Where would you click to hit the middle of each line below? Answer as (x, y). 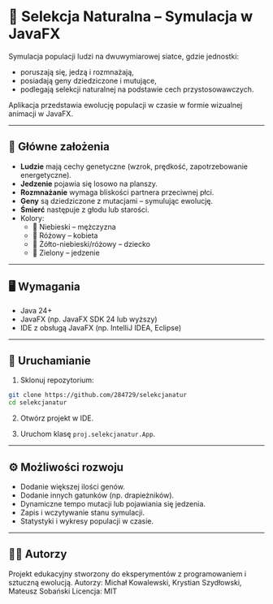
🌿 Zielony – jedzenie (66, 252)
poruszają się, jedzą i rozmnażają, (77, 71)
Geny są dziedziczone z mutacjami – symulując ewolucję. (117, 201)
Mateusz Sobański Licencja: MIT (63, 591)
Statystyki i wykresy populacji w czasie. (87, 521)
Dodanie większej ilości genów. (73, 486)
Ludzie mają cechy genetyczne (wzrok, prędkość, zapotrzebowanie (134, 166)
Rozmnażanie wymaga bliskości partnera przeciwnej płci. (117, 192)
